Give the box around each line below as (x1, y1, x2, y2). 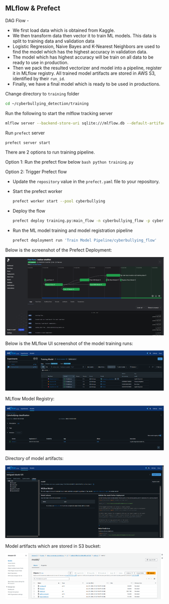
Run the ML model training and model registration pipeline (12, 227, 133, 234)
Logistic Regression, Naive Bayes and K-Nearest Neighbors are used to (12, 43, 160, 49)
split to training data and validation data (12, 38, 95, 44)
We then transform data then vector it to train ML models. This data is (12, 32, 157, 38)
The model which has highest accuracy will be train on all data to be (12, 54, 154, 60)
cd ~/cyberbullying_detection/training (5, 101, 89, 106)
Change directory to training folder (5, 90, 79, 96)
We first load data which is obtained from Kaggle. (12, 27, 115, 33)
